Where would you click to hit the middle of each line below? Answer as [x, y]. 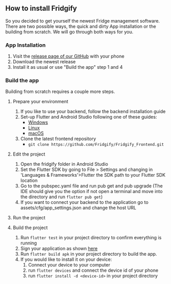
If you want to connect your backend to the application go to [84, 202]
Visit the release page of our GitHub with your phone [69, 56]
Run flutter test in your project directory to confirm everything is [91, 238]
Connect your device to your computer [69, 265]
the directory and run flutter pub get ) [61, 197]
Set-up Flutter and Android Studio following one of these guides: [89, 117]
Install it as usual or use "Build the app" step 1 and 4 [68, 67]
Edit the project [29, 154]
